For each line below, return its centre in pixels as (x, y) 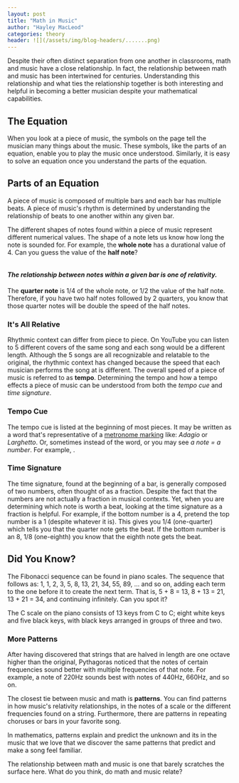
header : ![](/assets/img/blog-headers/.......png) (84, 41)
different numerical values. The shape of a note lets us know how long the (116, 237)
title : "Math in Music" (43, 21)
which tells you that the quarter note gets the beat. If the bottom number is (117, 529)
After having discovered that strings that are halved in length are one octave (119, 654)
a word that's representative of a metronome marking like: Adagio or (108, 434)
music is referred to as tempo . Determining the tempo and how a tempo (113, 378)
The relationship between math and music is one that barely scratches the (116, 764)
